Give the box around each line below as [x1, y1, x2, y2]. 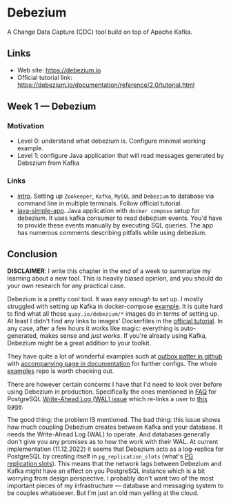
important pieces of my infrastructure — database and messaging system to [7, 481, 224, 490]
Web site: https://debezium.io [17, 65, 101, 74]
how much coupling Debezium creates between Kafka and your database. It [7, 423, 223, 431]
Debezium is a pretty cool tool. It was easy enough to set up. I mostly [7, 294, 203, 303]
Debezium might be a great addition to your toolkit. [7, 339, 152, 347]
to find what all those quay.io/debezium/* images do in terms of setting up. [7, 309, 219, 318]
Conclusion [7, 248, 58, 260]
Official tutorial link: [17, 73, 72, 81]
